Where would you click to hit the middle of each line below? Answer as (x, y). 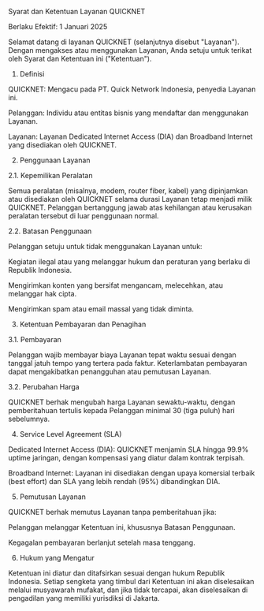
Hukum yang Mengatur (57, 558)
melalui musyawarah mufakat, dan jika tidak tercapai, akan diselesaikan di (128, 590)
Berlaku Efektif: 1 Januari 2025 (58, 26)
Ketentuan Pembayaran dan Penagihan (83, 324)
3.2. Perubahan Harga (44, 387)
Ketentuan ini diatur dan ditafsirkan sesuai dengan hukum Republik (117, 573)
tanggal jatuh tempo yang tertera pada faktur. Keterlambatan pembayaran (128, 363)
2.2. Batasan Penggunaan (50, 231)
